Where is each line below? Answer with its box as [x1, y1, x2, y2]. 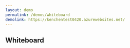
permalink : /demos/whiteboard [5, 12, 70, 17]
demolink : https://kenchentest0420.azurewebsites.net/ [5, 17, 125, 22]
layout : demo [5, 7, 33, 13]
